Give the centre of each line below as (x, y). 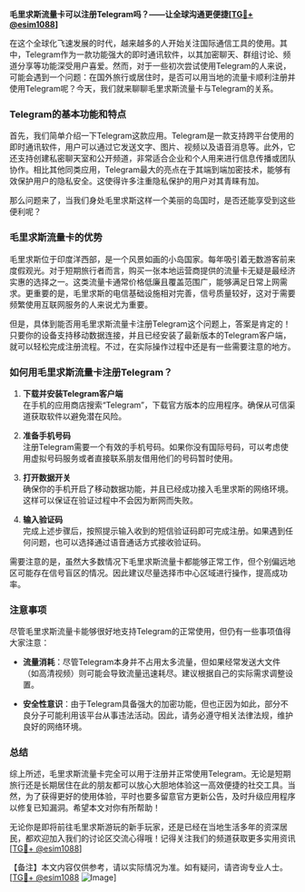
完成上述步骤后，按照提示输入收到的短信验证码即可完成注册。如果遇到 (154, 531)
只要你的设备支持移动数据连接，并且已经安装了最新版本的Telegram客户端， (150, 335)
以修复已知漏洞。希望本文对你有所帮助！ (85, 808)
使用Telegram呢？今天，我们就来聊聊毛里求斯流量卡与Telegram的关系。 (144, 88)
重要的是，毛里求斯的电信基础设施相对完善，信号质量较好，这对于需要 (164, 293)
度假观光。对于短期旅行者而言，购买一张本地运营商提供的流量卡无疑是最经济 (152, 270)
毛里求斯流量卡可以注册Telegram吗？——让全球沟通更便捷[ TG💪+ (132, 14)
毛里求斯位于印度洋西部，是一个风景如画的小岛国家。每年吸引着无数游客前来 (152, 259)
